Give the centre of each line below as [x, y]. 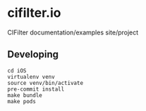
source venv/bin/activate [45, 83]
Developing [33, 54]
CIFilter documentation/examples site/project [73, 32]
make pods [22, 101]
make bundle [25, 95]
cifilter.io [34, 13]
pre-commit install [36, 89]
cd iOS [17, 71]
